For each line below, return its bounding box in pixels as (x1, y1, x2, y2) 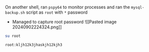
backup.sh (5, 10, 25, 15)
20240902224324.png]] (12, 24, 62, 30)
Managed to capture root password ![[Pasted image (12, 19, 117, 25)
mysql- (131, 5, 145, 10)
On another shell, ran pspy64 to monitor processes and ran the (5, 4, 130, 10)
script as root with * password (26, 9, 88, 15)
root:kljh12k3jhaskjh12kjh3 (5, 42, 63, 47)
